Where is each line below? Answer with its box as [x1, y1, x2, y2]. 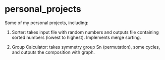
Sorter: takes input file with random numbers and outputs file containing [11, 29, 159, 35]
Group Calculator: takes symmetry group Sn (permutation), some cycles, [11, 44, 161, 50]
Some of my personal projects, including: [4, 20, 89, 26]
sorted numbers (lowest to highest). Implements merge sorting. [11, 34, 141, 40]
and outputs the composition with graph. [11, 49, 95, 55]
